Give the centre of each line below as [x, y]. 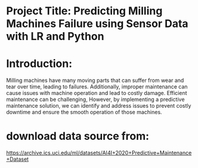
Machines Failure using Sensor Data [98, 24]
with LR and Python [55, 36]
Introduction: [39, 64]
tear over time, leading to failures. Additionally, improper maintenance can [97, 87]
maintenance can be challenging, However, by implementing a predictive [95, 99]
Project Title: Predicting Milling [84, 11]
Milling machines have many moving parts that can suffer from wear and [95, 80]
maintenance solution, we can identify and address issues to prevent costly [99, 106]
